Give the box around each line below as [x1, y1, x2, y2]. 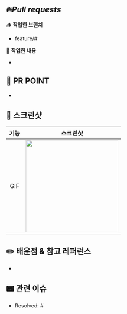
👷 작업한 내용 [6, 47, 37, 54]
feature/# [14, 35, 38, 42]
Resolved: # [14, 302, 44, 309]
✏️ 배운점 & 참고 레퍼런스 [6, 246, 92, 256]
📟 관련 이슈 [6, 283, 47, 293]
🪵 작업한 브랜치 [6, 21, 43, 28]
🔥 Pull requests [6, 5, 61, 15]
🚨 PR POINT [6, 76, 50, 86]
